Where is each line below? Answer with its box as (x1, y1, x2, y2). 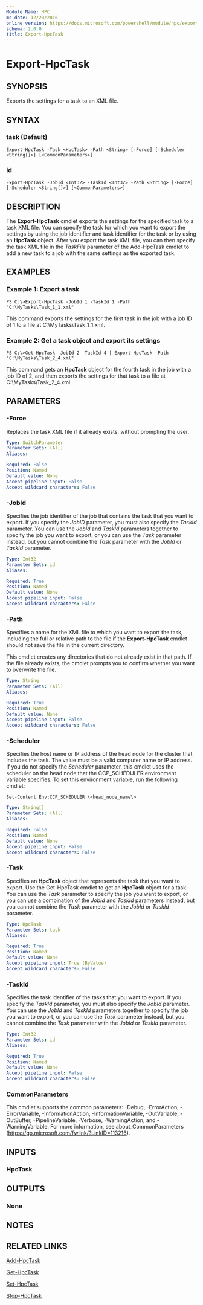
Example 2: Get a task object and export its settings (6, 336, 161, 344)
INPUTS (6, 1147, 36, 1157)
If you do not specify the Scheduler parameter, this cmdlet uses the (6, 763, 174, 770)
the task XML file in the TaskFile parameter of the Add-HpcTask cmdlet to (6, 243, 190, 250)
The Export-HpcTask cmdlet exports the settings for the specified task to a (6, 217, 194, 224)
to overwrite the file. (6, 666, 56, 674)
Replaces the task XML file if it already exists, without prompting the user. (6, 428, 189, 435)
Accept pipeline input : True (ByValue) (6, 960, 107, 967)
